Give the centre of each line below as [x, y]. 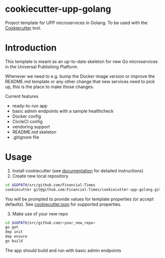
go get [12, 227]
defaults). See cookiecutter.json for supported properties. [63, 204]
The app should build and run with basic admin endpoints [63, 250]
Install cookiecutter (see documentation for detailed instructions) [78, 170]
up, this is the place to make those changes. [50, 87]
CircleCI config [27, 121]
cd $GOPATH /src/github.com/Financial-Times [50, 185]
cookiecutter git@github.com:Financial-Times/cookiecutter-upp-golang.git [83, 190]
